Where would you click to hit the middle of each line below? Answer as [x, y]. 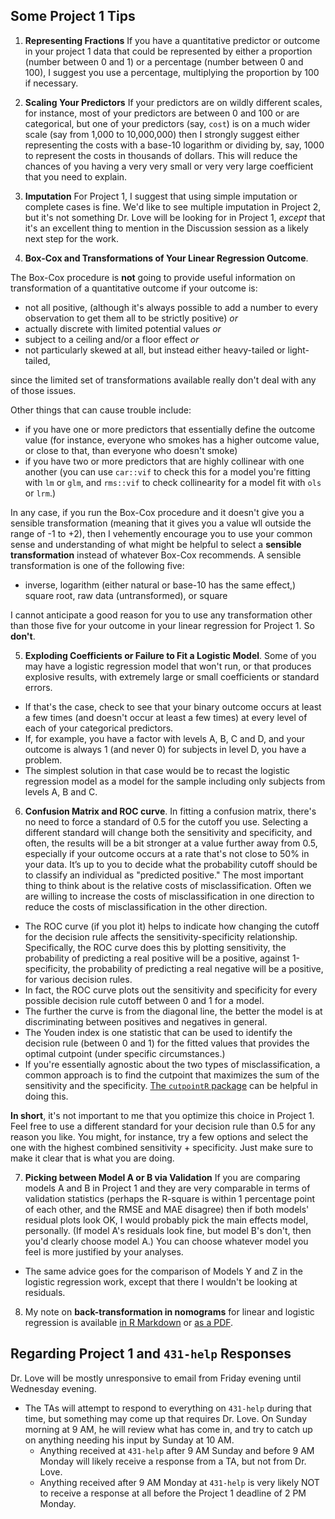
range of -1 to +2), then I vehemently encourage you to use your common [161, 533]
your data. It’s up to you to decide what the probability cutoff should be [171, 864]
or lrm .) [40, 493]
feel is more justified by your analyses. [104, 1251]
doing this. [46, 1096]
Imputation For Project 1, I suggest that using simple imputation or [161, 196]
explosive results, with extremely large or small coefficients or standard [172, 676]
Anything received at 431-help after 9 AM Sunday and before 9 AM [177, 1450]
